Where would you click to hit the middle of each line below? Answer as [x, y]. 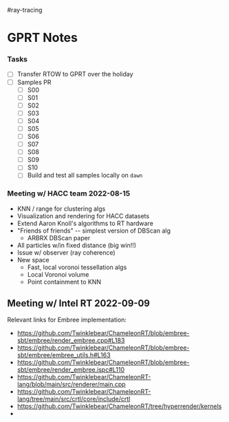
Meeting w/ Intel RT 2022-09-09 [78, 303]
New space [33, 260]
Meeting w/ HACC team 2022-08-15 [69, 193]
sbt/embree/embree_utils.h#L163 [64, 355]
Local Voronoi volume [58, 274]
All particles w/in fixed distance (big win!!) [76, 245]
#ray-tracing [25, 10]
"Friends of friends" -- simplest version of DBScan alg [94, 231]
